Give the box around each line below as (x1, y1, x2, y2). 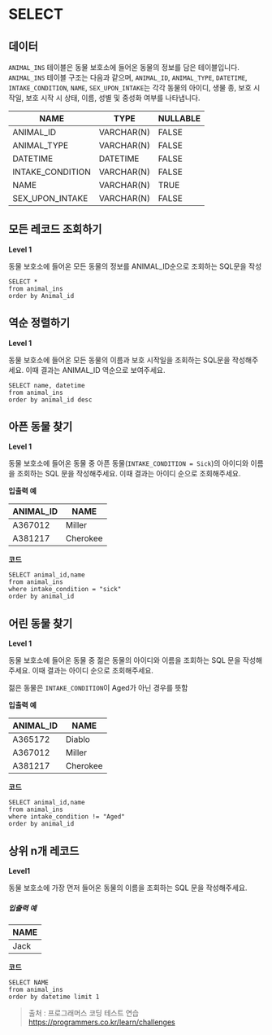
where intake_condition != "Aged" (8, 813, 126, 821)
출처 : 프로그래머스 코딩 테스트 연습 (28, 1008, 140, 1018)
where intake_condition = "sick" (8, 585, 122, 594)
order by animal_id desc (8, 396, 93, 404)
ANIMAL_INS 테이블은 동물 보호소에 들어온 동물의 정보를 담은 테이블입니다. (8, 63, 240, 72)
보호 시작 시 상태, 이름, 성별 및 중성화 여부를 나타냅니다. (25, 93, 201, 103)
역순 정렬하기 (8, 316, 71, 330)
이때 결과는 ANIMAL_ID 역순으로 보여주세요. (25, 365, 166, 375)
